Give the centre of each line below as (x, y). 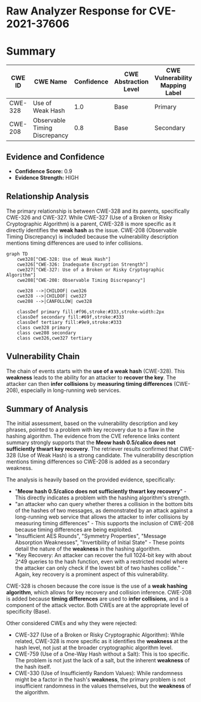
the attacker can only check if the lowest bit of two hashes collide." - (99, 568)
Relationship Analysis (48, 197)
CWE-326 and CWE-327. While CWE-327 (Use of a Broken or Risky (89, 217)
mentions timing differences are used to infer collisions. (74, 243)
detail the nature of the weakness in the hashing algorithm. (88, 549)
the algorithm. (32, 692)
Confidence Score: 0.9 (44, 171)
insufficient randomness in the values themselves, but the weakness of (103, 686)
